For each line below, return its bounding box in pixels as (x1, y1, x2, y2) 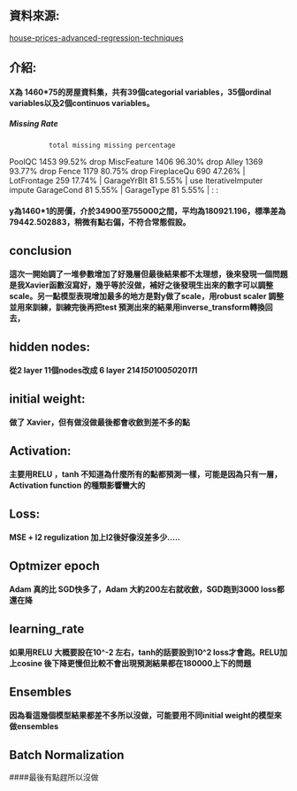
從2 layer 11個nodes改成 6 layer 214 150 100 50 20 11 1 (9, 365, 198, 376)
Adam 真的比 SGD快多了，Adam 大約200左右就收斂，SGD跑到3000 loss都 (9, 584, 285, 595)
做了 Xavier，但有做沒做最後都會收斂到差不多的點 (9, 417, 190, 427)
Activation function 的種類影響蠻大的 (9, 480, 146, 491)
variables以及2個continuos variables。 (9, 97, 155, 108)
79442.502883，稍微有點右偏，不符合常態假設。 (9, 217, 191, 227)
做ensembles (9, 721, 59, 732)
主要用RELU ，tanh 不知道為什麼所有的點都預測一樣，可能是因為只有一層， (9, 469, 283, 480)
